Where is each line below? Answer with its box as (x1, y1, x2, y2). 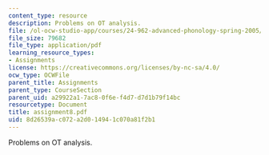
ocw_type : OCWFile (8, 71, 70, 79)
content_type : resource (8, 11, 88, 20)
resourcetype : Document (8, 101, 88, 109)
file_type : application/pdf (8, 42, 102, 50)
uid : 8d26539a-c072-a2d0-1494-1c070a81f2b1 (8, 116, 156, 124)
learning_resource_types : (8, 49, 94, 57)
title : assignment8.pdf (8, 109, 88, 117)
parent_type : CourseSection (8, 85, 102, 94)
